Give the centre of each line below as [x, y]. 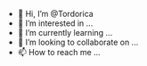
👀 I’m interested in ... [55, 23]
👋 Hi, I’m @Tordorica [55, 14]
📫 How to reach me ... [59, 52]
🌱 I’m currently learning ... [65, 33]
